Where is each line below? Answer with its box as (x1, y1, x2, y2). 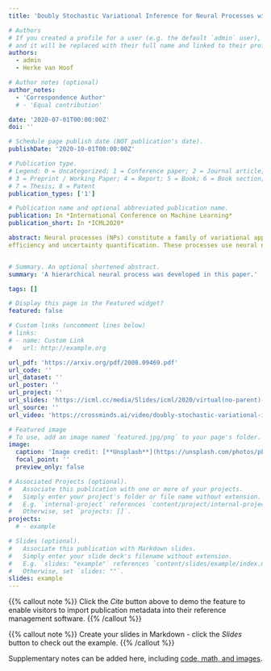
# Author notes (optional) (8, 78, 99, 86)
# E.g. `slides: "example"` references (8, 560, 150, 568)
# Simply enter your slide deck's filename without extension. (8, 552, 232, 561)
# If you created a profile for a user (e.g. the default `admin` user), (8, 34, 262, 42)
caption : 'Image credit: (15, 448, 99, 456)
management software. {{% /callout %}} (8, 614, 143, 623)
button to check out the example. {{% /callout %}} (8, 638, 175, 648)
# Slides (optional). (8, 537, 81, 545)
